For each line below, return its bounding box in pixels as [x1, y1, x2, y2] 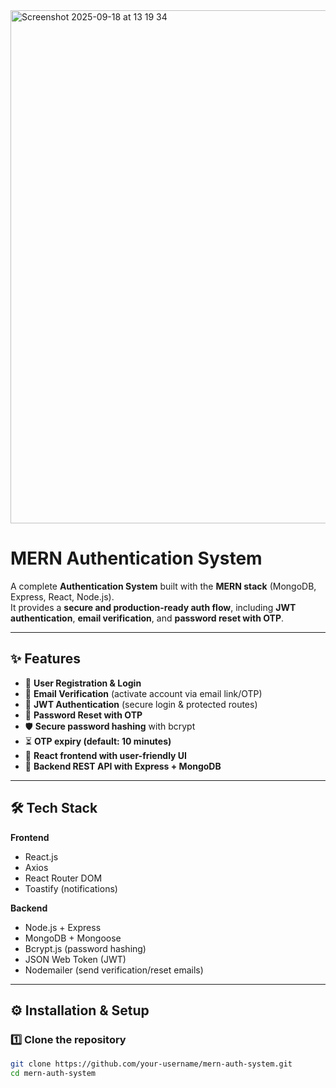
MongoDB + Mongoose [24, 932, 122, 944]
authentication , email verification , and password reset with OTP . [10, 612, 285, 624]
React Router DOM [24, 872, 103, 884]
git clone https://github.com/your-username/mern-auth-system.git [10, 1059, 293, 1069]
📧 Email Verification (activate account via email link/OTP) [24, 687, 263, 699]
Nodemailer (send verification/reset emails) [24, 964, 204, 976]
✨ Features [10, 650, 81, 668]
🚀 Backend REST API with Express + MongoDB [24, 760, 222, 772]
